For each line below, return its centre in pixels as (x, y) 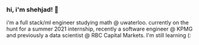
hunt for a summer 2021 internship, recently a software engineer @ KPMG (99, 29)
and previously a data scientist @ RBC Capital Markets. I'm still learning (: (99, 35)
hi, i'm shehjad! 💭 (32, 10)
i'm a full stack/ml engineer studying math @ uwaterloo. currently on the (98, 23)
